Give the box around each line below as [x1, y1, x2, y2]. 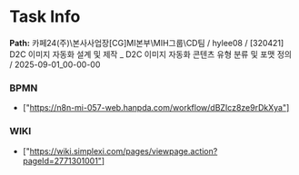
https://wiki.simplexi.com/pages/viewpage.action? [29, 145, 218, 156]
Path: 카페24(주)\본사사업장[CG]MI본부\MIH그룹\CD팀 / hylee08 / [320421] [9, 37, 284, 48]
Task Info [9, 6, 81, 27]
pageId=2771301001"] [22, 155, 105, 166]
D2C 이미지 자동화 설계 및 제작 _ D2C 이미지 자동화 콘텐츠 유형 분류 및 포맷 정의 [9, 48, 293, 60]
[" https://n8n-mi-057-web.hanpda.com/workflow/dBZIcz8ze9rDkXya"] [22, 102, 290, 113]
